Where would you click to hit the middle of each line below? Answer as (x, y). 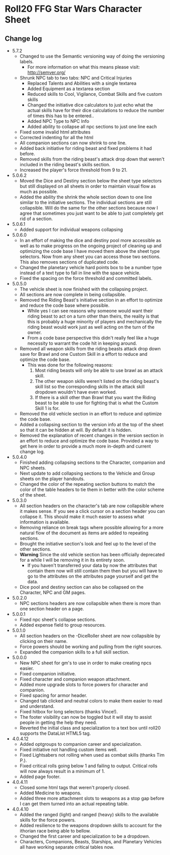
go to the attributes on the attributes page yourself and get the (93, 576)
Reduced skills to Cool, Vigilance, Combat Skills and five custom (95, 94)
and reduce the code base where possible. (65, 305)
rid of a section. (36, 219)
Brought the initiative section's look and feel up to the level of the (88, 544)
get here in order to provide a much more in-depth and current (85, 446)
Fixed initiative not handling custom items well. (69, 749)
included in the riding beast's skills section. (65, 164)
